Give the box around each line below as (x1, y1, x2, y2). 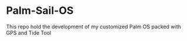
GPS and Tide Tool (6, 29, 52, 36)
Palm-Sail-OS (6, 4, 74, 17)
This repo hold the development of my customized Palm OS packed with (6, 23, 181, 30)
